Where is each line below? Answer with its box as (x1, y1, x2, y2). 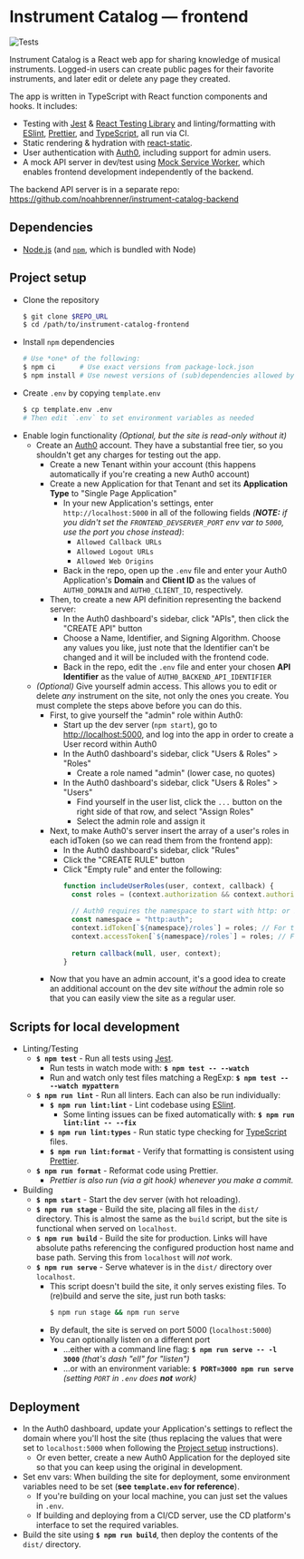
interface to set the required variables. (35, 1519, 179, 1530)
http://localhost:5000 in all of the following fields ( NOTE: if (62, 506, 288, 518)
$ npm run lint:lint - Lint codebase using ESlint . (49, 1100, 236, 1111)
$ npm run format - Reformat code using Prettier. (35, 1165, 219, 1176)
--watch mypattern (49, 1082, 119, 1091)
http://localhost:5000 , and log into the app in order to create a (62, 729, 294, 740)
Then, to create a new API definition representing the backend (49, 593, 282, 604)
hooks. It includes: (9, 100, 79, 111)
